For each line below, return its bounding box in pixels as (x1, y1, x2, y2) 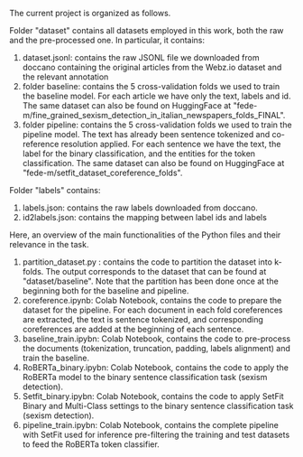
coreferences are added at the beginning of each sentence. (22, 324, 244, 334)
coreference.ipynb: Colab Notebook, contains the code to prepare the (22, 295, 282, 305)
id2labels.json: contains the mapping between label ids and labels (22, 212, 268, 222)
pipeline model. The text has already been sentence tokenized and (22, 129, 271, 139)
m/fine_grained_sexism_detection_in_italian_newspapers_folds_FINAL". (22, 110, 286, 120)
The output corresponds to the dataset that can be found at (45, 266, 267, 276)
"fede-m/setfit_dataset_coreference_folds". (22, 167, 183, 178)
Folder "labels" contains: (9, 185, 101, 195)
